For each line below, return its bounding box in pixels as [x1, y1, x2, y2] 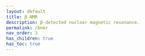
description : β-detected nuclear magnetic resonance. [6, 19, 140, 25]
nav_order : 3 [6, 30, 38, 36]
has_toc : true [6, 41, 41, 47]
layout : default [6, 8, 46, 15]
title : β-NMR [6, 14, 38, 20]
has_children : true [6, 36, 54, 41]
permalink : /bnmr [6, 24, 49, 31]
